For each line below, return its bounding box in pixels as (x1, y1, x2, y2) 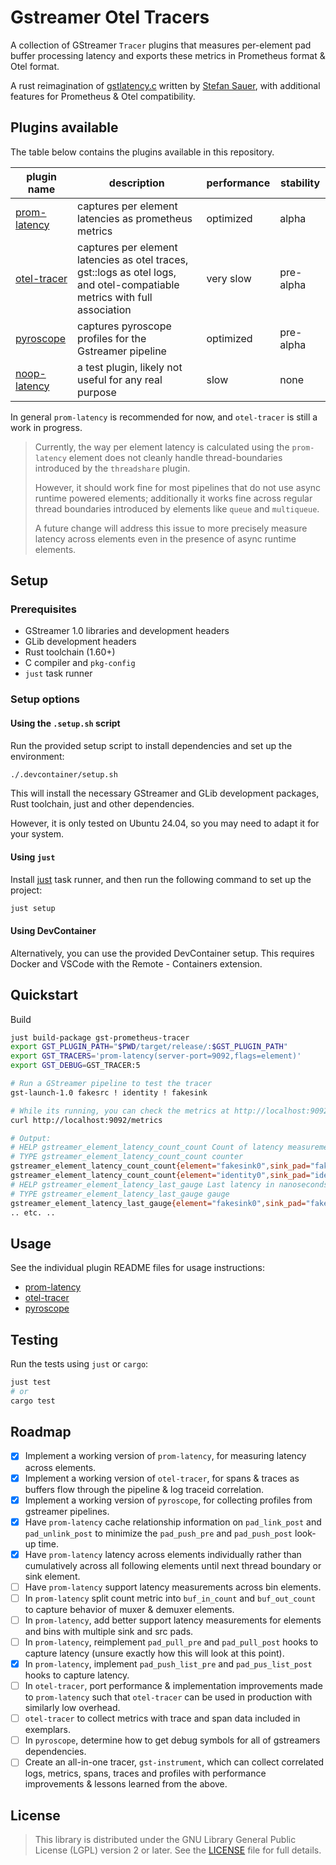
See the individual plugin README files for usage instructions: (10, 1262, 266, 1274)
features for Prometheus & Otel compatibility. (10, 90, 196, 102)
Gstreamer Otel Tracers (10, 6, 210, 29)
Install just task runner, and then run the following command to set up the (10, 873, 312, 885)
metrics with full (77, 290, 153, 304)
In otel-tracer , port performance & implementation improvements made (24, 1680, 323, 1692)
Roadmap (10, 1424, 72, 1441)
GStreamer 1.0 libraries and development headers (24, 625, 230, 637)
